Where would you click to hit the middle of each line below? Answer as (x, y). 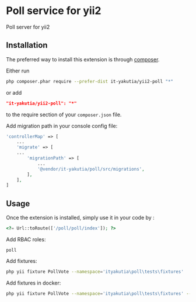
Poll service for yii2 (54, 11)
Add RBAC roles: (26, 239)
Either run (18, 71)
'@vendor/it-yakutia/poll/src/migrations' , (91, 169)
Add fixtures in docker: (34, 283)
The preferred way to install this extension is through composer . (83, 59)
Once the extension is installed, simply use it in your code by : (80, 218)
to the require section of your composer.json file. (64, 114)
